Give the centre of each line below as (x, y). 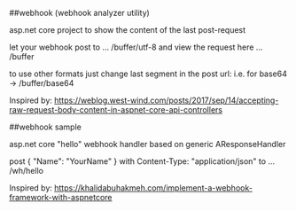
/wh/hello (27, 171)
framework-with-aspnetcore (61, 197)
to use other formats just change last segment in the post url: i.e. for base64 (148, 74)
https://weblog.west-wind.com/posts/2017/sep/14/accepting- (167, 100)
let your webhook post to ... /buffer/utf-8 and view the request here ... (136, 47)
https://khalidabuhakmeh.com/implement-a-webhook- (153, 188)
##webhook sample (45, 127)
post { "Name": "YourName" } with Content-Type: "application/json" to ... (142, 161)
